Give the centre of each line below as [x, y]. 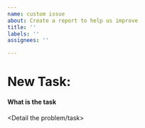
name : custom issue [36, 14]
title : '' [22, 27]
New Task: [39, 82]
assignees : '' [28, 41]
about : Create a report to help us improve [73, 21]
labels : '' [23, 34]
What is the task [32, 102]
